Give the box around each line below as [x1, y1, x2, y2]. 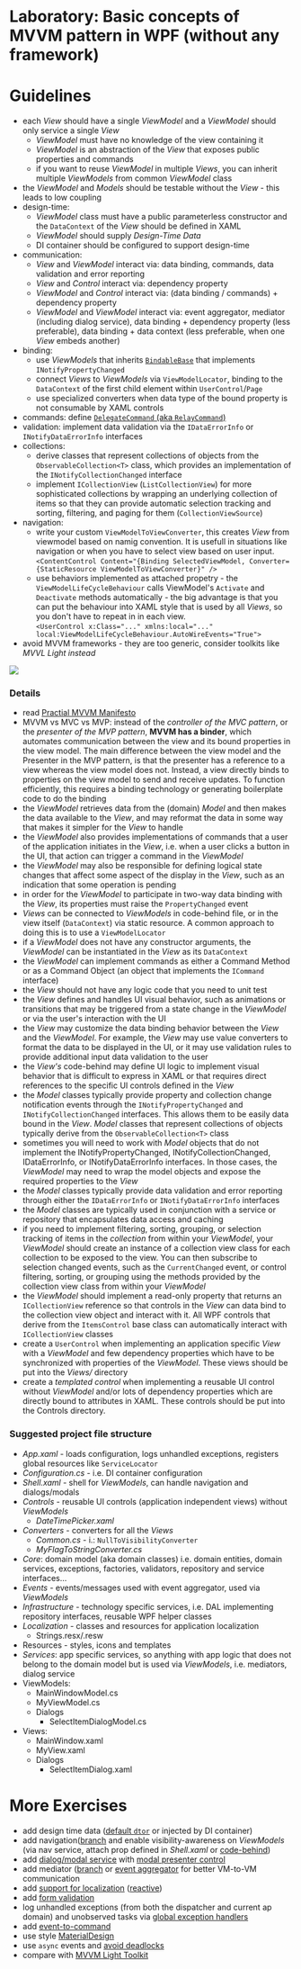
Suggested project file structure [9, 1428, 153, 1441]
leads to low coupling [22, 192, 102, 203]
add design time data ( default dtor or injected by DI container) [22, 1825, 253, 1836]
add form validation [22, 1892, 95, 1902]
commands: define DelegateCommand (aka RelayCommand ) [22, 412, 226, 423]
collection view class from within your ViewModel [22, 1281, 207, 1292]
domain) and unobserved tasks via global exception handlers [22, 1911, 249, 1922]
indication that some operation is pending [22, 879, 177, 890]
